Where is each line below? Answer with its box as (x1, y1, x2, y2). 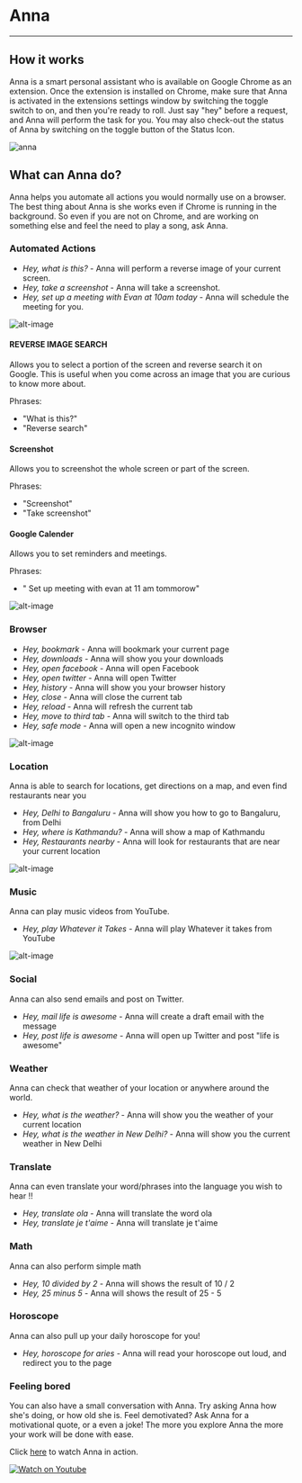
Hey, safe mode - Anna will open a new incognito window (22, 720, 236, 731)
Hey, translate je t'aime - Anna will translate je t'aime (22, 1218, 218, 1228)
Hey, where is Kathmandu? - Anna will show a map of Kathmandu (22, 827, 265, 838)
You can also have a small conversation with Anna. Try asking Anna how (9, 1400, 277, 1411)
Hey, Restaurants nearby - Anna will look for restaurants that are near (22, 836, 280, 847)
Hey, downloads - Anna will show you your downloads (22, 653, 224, 664)
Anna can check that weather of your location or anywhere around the (9, 1082, 270, 1093)
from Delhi (22, 817, 61, 828)
